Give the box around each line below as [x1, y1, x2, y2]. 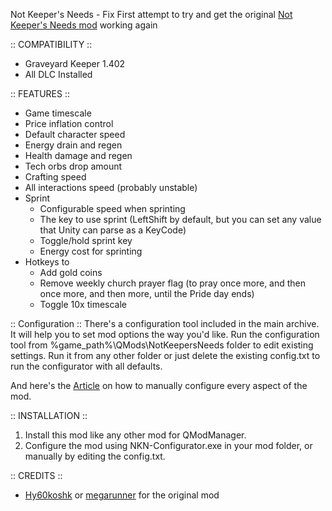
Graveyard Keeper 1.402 [24, 58, 126, 69]
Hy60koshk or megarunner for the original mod [24, 489, 220, 501]
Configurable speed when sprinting [39, 203, 186, 214]
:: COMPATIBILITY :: [10, 39, 93, 50]
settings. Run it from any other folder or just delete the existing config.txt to [10, 350, 321, 361]
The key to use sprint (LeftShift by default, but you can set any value [39, 214, 322, 225]
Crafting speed [24, 171, 87, 183]
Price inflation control [24, 118, 114, 129]
